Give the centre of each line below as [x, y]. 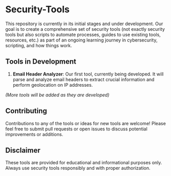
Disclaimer [23, 150]
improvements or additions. [34, 134]
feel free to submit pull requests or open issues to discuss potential [77, 129]
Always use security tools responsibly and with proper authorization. [78, 168]
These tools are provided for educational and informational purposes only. [84, 163]
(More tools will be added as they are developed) [57, 95]
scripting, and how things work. [39, 45]
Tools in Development [41, 62]
